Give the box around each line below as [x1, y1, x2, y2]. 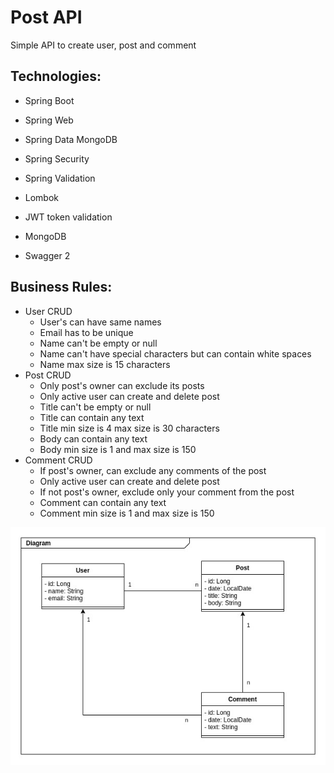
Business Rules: [10, 279, 113, 296]
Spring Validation [24, 172, 96, 184]
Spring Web [24, 114, 74, 126]
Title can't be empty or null [39, 401, 152, 413]
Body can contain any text [39, 432, 148, 445]
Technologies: [10, 68, 102, 85]
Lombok [24, 191, 60, 203]
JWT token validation [24, 211, 113, 223]
